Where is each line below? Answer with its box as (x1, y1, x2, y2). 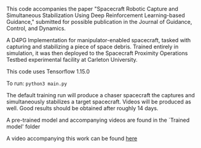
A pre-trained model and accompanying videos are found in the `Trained (6, 116, 190, 124)
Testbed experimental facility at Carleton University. (6, 56, 138, 63)
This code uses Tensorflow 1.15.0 (6, 68, 90, 75)
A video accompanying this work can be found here (6, 135, 138, 142)
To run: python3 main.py (6, 80, 68, 87)
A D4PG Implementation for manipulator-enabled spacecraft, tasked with (6, 37, 191, 43)
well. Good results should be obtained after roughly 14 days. (6, 105, 159, 112)
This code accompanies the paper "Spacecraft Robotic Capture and (6, 6, 178, 12)
